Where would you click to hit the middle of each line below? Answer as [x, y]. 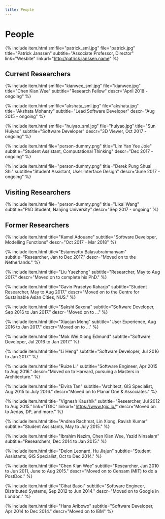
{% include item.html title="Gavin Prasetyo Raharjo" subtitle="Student [76, 287]
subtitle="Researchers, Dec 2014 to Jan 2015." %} [56, 441]
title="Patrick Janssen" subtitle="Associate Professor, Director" [69, 53]
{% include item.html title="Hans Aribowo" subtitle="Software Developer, [79, 506]
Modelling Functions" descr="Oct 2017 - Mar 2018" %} [61, 242]
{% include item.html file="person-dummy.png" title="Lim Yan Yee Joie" [79, 146]
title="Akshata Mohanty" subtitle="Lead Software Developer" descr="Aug [80, 111]
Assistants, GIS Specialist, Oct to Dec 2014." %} [53, 456]
